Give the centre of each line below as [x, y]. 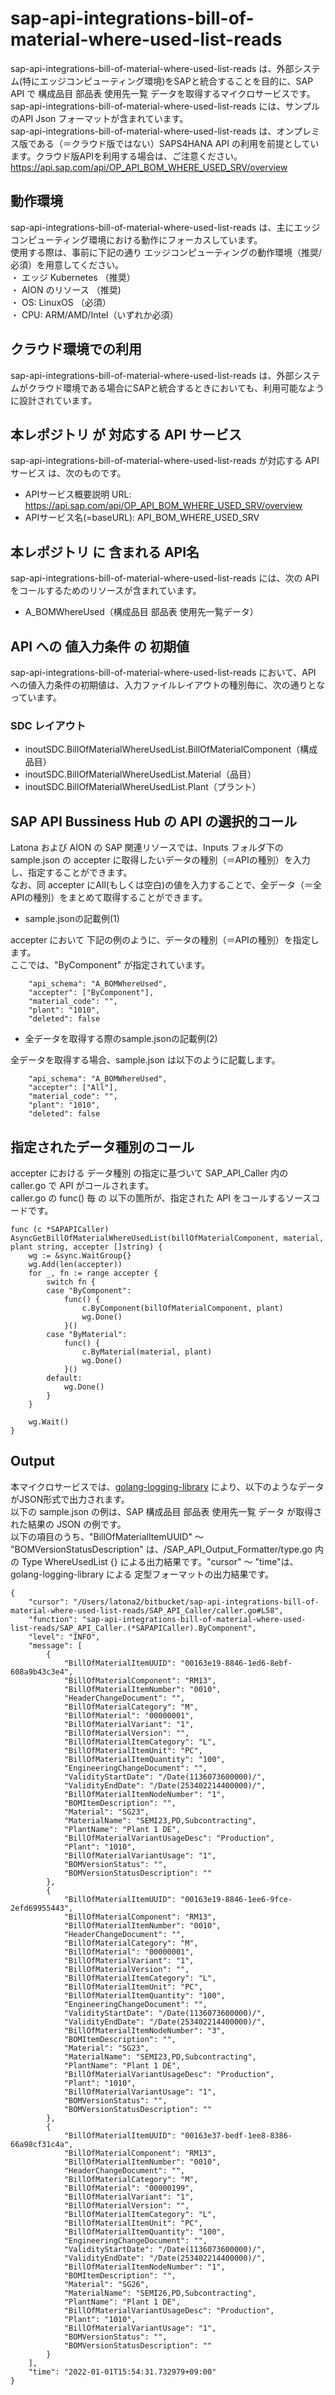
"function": [53, 1619]
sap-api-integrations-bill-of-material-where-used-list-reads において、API [163, 672]
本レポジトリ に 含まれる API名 [105, 552]
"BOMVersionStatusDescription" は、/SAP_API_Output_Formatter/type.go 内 [167, 1549]
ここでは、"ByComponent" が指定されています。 [110, 965]
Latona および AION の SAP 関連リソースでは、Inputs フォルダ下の [147, 848]
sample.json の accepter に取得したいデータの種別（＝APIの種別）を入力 [160, 860]
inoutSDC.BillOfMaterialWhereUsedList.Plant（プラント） [143, 787]
